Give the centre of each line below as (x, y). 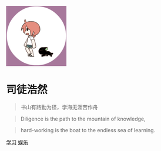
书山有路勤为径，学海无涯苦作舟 (59, 107)
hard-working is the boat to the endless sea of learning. (88, 130)
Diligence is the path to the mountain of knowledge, (83, 119)
